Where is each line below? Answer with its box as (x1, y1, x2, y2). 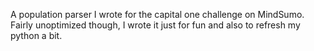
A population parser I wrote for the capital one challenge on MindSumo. (10, 9, 305, 20)
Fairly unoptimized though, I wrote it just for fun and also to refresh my (10, 19, 301, 31)
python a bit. (10, 30, 63, 41)
